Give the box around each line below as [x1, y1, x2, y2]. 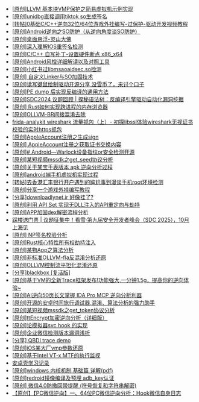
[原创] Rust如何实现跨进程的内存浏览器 [11, 103, 109, 110]
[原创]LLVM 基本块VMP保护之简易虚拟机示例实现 [11, 5, 134, 12]
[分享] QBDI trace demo [11, 337, 71, 344]
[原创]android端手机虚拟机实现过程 [11, 171, 99, 178]
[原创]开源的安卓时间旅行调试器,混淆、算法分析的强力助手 [11, 299, 156, 306]
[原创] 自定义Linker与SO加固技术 [11, 73, 93, 80]
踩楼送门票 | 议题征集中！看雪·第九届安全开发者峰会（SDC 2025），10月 [11, 216, 190, 223]
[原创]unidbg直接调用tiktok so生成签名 [11, 13, 107, 20]
